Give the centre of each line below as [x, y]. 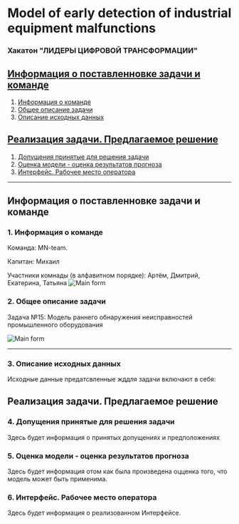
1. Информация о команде [55, 232]
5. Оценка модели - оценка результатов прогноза [99, 456]
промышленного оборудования [55, 324]
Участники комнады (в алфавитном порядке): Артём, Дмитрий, [104, 275]
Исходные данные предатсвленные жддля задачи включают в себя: [112, 379]
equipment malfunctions [82, 28]
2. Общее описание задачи [57, 302]
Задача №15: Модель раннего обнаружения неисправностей [100, 317]
